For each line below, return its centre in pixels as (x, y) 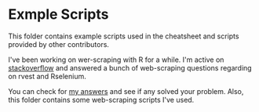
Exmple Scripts (58, 14)
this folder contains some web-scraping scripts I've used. (101, 99)
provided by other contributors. (59, 44)
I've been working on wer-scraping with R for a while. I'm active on (116, 60)
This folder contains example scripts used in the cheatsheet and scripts (124, 36)
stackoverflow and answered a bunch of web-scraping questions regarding (130, 67)
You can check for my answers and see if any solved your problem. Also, (126, 91)
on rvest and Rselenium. (47, 76)
